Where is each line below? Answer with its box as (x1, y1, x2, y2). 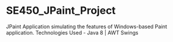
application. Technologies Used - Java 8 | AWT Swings (6, 29, 139, 36)
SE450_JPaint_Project (6, 4, 116, 17)
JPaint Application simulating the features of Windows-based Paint (6, 23, 168, 30)
